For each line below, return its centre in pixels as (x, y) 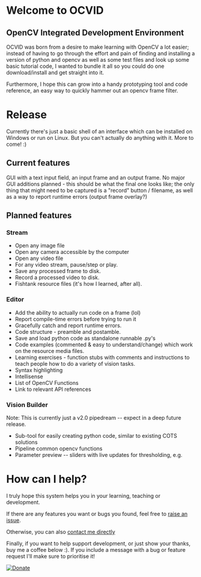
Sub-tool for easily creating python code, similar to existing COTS (96, 436)
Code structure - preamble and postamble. (68, 331)
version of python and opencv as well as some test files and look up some (98, 60)
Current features (38, 163)
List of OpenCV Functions (47, 382)
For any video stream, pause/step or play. (66, 265)
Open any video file (39, 258)
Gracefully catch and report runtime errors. (68, 325)
